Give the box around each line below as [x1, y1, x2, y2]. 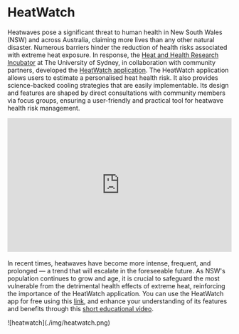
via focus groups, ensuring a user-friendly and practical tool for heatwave [7, 96, 224, 104]
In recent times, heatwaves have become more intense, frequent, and [7, 258, 211, 268]
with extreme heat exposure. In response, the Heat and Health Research [7, 51, 219, 59]
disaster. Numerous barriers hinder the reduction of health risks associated [7, 43, 228, 51]
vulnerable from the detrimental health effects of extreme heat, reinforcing [7, 281, 225, 290]
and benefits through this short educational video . [7, 304, 154, 313]
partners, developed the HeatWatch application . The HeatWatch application [7, 66, 229, 74]
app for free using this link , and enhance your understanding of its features [7, 297, 228, 305]
